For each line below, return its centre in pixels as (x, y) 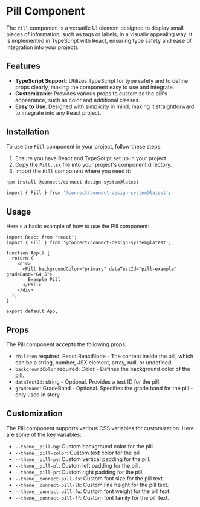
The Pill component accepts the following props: (66, 344)
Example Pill (44, 280)
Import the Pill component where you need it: (73, 171)
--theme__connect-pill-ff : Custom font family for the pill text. (92, 497)
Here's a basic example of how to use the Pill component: (78, 226)
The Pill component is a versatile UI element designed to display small (95, 28)
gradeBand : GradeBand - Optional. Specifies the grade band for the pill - (104, 388)
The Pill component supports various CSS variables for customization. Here (100, 428)
